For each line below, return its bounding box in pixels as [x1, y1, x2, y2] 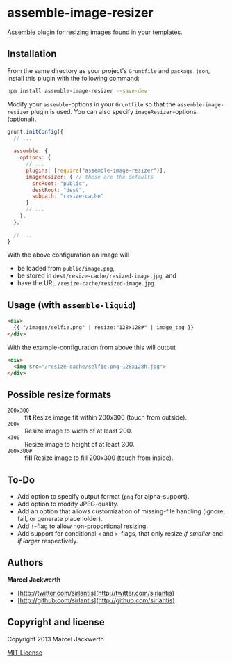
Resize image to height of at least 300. [24, 440, 135, 449]
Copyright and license [7, 616, 106, 628]
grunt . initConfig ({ [7, 128, 64, 135]
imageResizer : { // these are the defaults [25, 173, 154, 180]
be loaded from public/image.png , [17, 264, 115, 273]
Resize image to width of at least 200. [24, 426, 133, 436]
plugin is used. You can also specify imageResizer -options [31, 107, 197, 115]
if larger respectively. [17, 537, 78, 545]
